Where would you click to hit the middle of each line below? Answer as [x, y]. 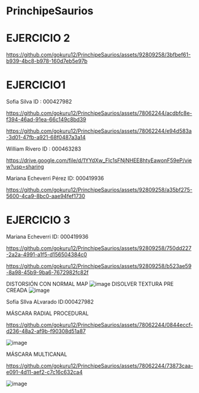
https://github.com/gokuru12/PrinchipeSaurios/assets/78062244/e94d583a [99, 131]
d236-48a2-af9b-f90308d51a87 [46, 331]
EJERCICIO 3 [38, 220]
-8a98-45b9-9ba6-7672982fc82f [48, 272]
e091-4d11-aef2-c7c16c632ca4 [45, 372]
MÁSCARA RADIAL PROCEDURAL [48, 313]
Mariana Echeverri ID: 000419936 [48, 237]
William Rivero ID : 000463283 [44, 149]
